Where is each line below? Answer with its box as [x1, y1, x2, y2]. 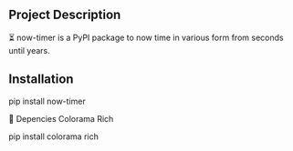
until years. [8, 45, 51, 55]
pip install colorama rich [8, 131, 99, 142]
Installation [8, 72, 74, 87]
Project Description [8, 7, 121, 23]
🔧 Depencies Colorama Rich [8, 113, 114, 124]
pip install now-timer [8, 96, 86, 106]
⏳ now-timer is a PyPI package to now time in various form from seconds [8, 32, 284, 43]
